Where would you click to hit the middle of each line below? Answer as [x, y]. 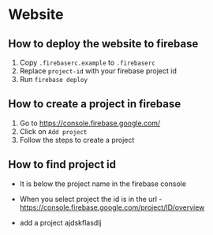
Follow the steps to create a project [77, 140]
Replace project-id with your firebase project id [98, 71]
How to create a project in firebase [95, 104]
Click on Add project [53, 131]
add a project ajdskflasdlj [60, 222]
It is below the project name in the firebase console [103, 184]
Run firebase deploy [54, 79]
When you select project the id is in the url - [91, 199]
